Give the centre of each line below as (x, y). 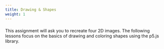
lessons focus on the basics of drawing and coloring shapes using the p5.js (82, 36)
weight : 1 (15, 14)
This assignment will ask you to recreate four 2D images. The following (78, 31)
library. (12, 41)
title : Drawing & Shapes (31, 10)
